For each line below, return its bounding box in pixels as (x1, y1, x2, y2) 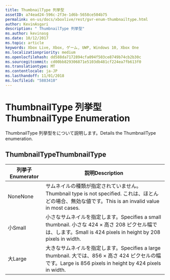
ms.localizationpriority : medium (5, 50, 76, 55)
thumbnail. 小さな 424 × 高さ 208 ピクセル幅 (45, 221, 153, 228)
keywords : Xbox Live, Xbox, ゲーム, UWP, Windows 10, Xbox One (5, 45, 139, 50)
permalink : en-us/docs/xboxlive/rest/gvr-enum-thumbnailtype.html (5, 17, 148, 22)
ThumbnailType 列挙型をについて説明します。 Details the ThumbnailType (5, 130, 156, 136)
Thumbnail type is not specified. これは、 (45, 190, 144, 197)
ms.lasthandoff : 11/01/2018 (5, 73, 65, 78)
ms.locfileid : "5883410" (5, 78, 58, 83)
